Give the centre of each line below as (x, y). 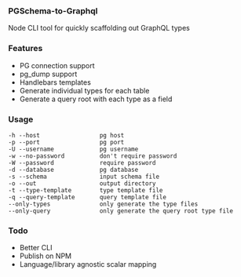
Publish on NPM (46, 256)
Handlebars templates (55, 82)
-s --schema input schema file (84, 177)
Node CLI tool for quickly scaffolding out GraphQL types (99, 28)
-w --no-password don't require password (93, 156)
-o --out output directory (82, 183)
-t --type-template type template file (86, 190)
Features (26, 49)
